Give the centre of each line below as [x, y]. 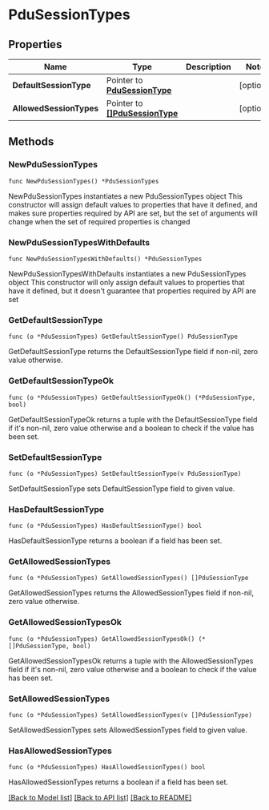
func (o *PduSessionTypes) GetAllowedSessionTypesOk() [102, 639]
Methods [31, 142]
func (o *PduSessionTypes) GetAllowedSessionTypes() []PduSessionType [128, 578]
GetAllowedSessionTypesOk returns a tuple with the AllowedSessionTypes [131, 661]
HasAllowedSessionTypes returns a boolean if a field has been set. [118, 782]
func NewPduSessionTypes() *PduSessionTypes [84, 181]
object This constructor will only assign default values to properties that [127, 282]
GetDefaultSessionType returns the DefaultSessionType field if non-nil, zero [133, 352]
